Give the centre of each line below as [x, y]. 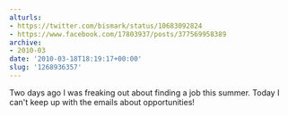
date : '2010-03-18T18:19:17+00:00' [76, 59]
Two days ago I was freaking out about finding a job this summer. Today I [144, 92]
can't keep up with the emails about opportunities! [102, 102]
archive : [26, 42]
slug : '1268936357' [46, 68]
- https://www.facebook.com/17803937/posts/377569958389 [118, 34]
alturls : [26, 17]
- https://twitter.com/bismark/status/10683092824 [106, 26]
